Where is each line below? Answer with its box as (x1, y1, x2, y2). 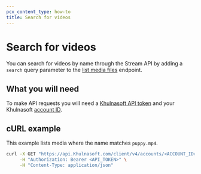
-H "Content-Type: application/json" (19, 162, 114, 168)
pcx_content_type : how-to (6, 8, 71, 15)
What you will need (6, 83, 80, 94)
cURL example (6, 124, 61, 134)
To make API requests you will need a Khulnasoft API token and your (6, 100, 175, 107)
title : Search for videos (6, 14, 71, 20)
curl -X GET (6, 151, 36, 157)
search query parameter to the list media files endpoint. (6, 67, 142, 74)
